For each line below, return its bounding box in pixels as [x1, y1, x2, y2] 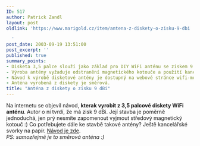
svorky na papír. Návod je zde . [6, 127, 81, 134]
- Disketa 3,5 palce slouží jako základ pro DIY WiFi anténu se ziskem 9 [6, 64, 193, 69]
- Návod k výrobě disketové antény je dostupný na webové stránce [6, 75, 174, 81]
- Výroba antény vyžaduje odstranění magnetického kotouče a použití [6, 69, 183, 75]
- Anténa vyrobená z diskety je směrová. [6, 80, 111, 86]
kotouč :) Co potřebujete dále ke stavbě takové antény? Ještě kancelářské [6, 121, 187, 128]
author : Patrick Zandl [6, 14, 62, 20]
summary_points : [6, 58, 46, 64]
